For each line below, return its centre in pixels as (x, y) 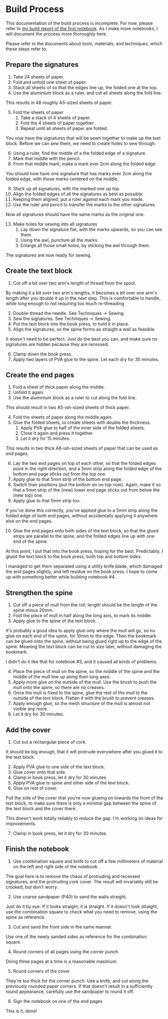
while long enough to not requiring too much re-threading (65, 303)
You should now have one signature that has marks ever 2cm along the (79, 173)
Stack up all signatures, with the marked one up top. (66, 188)
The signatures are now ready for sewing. (49, 255)
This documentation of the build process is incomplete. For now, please (79, 23)
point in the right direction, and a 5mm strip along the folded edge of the (87, 469)
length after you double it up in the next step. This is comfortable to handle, (83, 298)
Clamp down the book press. (42, 354)
